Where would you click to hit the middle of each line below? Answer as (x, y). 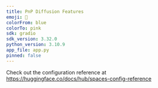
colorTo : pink (24, 28)
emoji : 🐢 (17, 17)
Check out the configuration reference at (56, 72)
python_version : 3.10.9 (36, 45)
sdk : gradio (21, 34)
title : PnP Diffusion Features (45, 12)
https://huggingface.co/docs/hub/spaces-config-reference (79, 79)
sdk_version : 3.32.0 (32, 39)
